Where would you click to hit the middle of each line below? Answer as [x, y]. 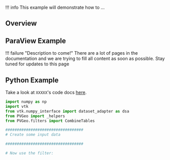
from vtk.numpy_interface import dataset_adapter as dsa [67, 111]
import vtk [17, 106]
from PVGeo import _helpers [35, 116]
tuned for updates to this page [37, 64]
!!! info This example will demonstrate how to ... [55, 7]
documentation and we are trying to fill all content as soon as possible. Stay [85, 59]
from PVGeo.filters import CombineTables [50, 121]
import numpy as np [26, 102]
